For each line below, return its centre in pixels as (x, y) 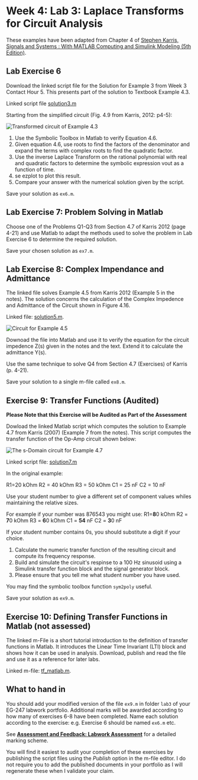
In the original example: (35, 474)
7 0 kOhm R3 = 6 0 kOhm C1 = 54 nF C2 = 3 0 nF (64, 521)
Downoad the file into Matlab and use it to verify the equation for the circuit (98, 340)
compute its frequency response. (55, 556)
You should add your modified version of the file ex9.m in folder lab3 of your (98, 703)
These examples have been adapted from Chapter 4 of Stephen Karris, (92, 40)
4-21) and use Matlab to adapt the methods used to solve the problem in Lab (99, 233)
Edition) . (16, 52)
